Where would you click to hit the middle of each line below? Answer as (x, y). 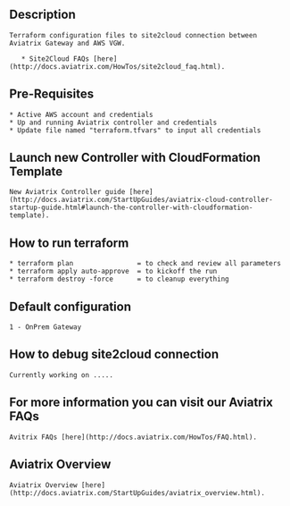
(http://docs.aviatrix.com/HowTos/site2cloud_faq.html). (117, 66)
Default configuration (70, 306)
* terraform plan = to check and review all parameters (145, 264)
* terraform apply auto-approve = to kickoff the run (113, 272)
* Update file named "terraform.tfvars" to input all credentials (135, 130)
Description (42, 15)
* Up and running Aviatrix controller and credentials (113, 122)
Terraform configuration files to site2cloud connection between (133, 35)
